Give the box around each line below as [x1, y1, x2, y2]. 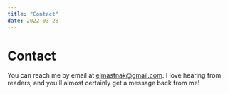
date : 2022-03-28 [7, 17, 59, 24]
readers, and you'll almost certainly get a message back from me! [7, 79, 200, 88]
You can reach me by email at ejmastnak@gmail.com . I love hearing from [7, 71, 222, 80]
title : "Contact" [7, 10, 59, 18]
